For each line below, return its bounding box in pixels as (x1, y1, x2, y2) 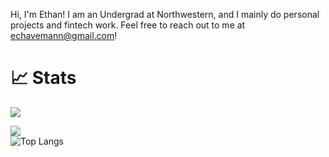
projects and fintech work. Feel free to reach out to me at (10, 19, 246, 31)
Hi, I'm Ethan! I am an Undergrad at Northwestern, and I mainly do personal (10, 9, 320, 20)
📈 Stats (10, 67, 77, 89)
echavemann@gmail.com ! (10, 30, 118, 41)
